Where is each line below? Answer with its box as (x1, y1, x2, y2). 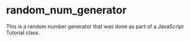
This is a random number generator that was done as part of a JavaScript (6, 23, 184, 30)
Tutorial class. (6, 29, 40, 36)
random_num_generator (6, 4, 127, 17)
